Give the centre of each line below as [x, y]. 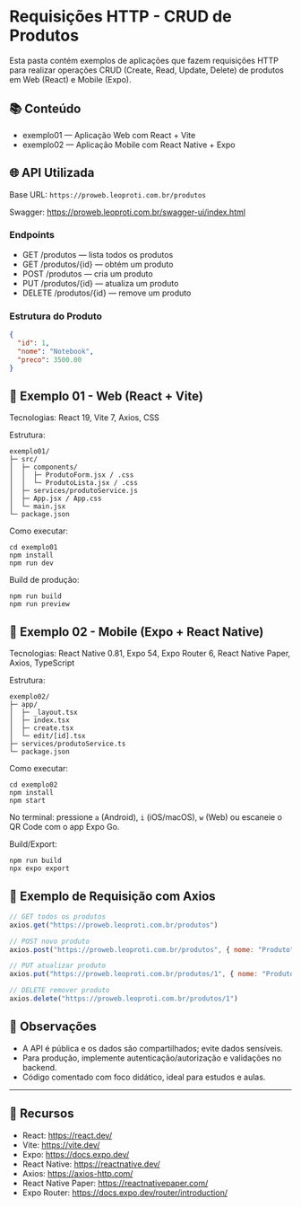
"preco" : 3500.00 [50, 360]
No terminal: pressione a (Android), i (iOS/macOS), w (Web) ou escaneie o [146, 817]
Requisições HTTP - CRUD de [120, 17]
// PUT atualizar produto [57, 966]
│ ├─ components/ [43, 467]
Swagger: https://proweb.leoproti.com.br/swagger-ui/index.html [128, 212]
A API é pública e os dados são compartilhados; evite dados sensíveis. [153, 1048]
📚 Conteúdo [45, 109]
